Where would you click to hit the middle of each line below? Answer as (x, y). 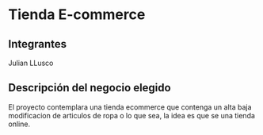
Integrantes (38, 44)
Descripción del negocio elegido (90, 88)
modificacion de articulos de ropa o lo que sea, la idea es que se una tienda (132, 115)
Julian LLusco (31, 63)
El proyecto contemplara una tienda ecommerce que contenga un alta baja (130, 107)
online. (19, 124)
